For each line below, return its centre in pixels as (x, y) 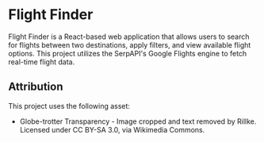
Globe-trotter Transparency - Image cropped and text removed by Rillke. (138, 121)
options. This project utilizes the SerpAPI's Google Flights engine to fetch (128, 53)
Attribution (36, 87)
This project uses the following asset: (69, 106)
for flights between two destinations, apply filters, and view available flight (130, 44)
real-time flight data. (42, 62)
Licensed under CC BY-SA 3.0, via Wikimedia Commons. (112, 129)
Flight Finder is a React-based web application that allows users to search (129, 36)
